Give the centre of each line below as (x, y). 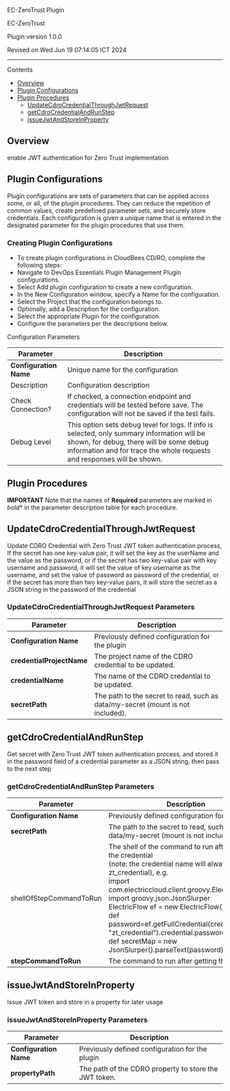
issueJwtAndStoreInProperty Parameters (78, 1020)
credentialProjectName (49, 661)
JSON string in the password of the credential (72, 589)
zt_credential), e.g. (138, 872)
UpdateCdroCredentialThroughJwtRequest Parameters (101, 607)
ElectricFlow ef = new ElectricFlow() (167, 907)
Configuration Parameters (43, 337)
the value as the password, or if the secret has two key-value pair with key (112, 560)
